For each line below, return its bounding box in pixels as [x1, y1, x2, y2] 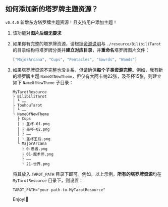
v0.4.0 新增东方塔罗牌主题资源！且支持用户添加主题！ [5, 19, 118, 25]
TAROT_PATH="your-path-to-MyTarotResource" [12, 187, 106, 192]
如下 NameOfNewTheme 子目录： [12, 79, 74, 85]
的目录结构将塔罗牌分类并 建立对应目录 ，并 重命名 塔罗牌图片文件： [12, 47, 150, 53]
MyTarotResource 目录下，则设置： [12, 177, 84, 183]
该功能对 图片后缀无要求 [12, 30, 62, 36]
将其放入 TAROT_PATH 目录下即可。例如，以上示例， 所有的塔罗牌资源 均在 [12, 171, 162, 177]
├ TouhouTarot [12, 102, 42, 108]
